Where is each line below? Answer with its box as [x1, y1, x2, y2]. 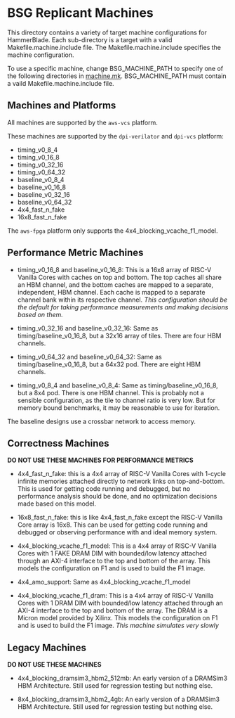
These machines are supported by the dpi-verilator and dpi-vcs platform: [7, 132, 224, 140]
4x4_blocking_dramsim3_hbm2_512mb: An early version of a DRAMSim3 [17, 674, 228, 683]
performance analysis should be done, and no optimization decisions [17, 492, 217, 501]
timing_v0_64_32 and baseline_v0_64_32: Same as [17, 352, 163, 361]
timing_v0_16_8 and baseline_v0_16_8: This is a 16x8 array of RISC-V [17, 265, 212, 274]
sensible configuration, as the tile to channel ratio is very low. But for [17, 396, 216, 404]
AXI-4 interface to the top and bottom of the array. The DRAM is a [17, 606, 208, 615]
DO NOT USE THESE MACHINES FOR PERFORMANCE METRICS [7, 456, 194, 465]
